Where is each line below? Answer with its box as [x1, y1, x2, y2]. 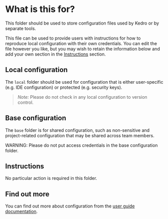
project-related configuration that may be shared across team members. [5, 132, 154, 138]
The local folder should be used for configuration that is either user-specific [5, 79, 163, 85]
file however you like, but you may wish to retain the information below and [5, 46, 160, 52]
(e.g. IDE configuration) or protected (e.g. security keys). [5, 84, 122, 90]
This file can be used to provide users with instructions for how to [5, 35, 141, 41]
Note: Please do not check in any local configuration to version [17, 94, 147, 100]
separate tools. [5, 25, 36, 31]
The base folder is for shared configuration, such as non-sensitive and [5, 127, 150, 133]
